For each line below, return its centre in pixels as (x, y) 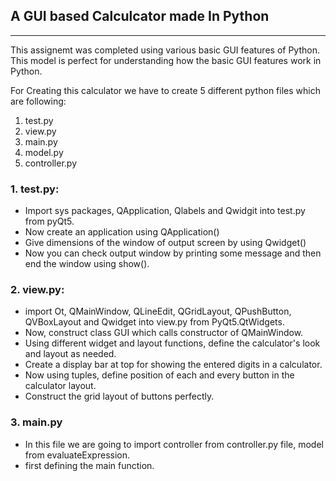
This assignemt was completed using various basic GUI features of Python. (165, 50)
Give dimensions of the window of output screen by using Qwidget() (165, 243)
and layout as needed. (70, 354)
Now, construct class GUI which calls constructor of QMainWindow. (164, 333)
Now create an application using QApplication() (122, 232)
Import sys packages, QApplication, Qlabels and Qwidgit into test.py (165, 211)
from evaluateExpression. (77, 455)
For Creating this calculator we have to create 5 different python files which (165, 90)
